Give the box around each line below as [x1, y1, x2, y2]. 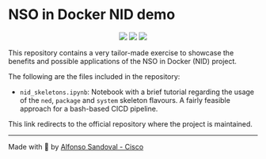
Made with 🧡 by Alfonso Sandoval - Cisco [8, 142, 144, 151]
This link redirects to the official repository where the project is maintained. [8, 119, 253, 128]
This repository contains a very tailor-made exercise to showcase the [8, 47, 234, 57]
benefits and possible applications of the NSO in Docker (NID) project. [8, 56, 237, 66]
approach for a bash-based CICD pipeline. [19, 104, 158, 113]
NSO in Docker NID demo [8, 6, 176, 24]
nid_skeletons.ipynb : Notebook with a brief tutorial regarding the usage [19, 87, 255, 97]
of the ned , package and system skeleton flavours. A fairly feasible [19, 95, 231, 104]
